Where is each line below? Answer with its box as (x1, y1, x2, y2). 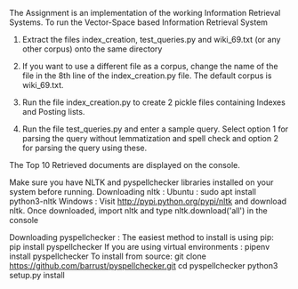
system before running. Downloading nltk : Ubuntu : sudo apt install (9, 187, 256, 197)
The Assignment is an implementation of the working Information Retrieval (9, 8, 281, 18)
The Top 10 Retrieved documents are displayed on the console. (9, 160, 240, 170)
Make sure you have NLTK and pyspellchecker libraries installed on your (9, 177, 274, 188)
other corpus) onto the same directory (21, 44, 163, 54)
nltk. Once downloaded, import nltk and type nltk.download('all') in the (9, 205, 269, 216)
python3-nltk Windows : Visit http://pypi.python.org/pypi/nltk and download (9, 196, 287, 206)
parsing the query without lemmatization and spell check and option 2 (21, 133, 278, 143)
